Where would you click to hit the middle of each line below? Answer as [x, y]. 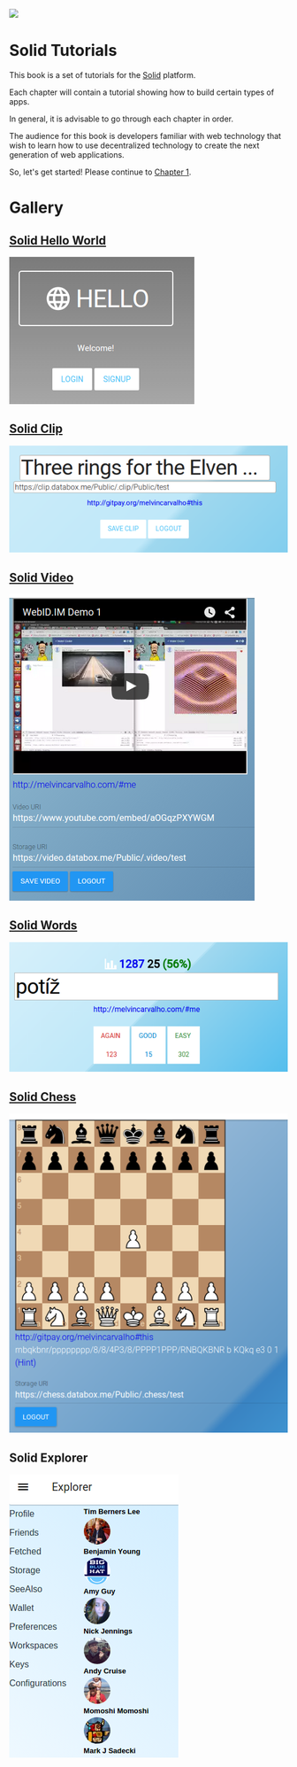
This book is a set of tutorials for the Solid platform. [103, 74]
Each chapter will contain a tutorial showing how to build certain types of [142, 92]
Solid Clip [36, 429]
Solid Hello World [58, 240]
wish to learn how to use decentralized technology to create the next [134, 145]
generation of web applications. [67, 154]
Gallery [36, 208]
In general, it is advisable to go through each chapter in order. [122, 119]
